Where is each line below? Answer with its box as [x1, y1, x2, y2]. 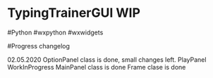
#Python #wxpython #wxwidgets [7, 28, 104, 37]
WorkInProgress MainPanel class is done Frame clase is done [7, 63, 186, 71]
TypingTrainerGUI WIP [7, 5, 141, 21]
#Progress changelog [7, 41, 71, 50]
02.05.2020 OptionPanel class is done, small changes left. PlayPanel [7, 55, 207, 64]
